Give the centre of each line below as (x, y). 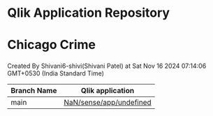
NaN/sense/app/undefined (108, 103)
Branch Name (34, 91)
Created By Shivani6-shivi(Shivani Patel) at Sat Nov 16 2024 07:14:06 (107, 66)
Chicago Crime (52, 45)
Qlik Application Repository (88, 13)
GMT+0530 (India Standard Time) (56, 73)
